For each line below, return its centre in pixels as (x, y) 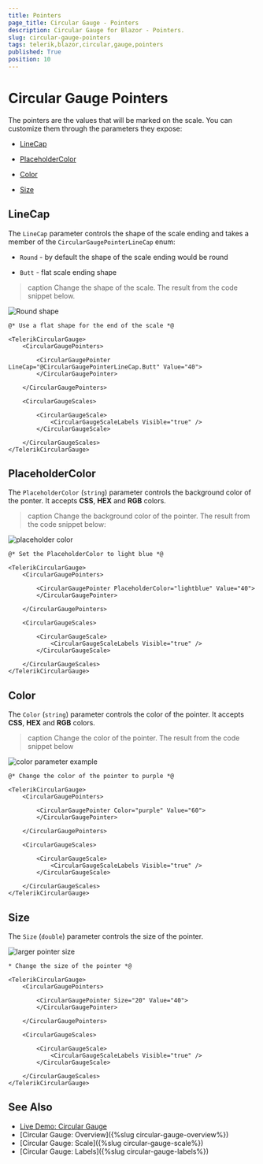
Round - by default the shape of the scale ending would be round (124, 257)
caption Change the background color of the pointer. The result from (139, 516)
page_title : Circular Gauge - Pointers (74, 23)
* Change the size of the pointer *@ (70, 966)
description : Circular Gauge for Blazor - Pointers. (96, 30)
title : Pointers (35, 15)
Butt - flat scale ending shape (68, 272)
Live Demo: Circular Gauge (63, 1126)
